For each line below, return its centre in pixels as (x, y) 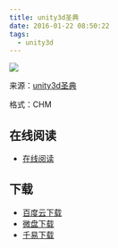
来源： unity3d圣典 (43, 86)
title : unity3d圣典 (44, 17)
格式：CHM (30, 104)
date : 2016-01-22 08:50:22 (59, 26)
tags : (19, 34)
